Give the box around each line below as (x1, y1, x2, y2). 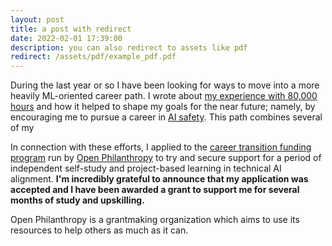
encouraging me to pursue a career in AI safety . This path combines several (10, 111, 323, 123)
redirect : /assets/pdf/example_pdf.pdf (10, 52, 177, 62)
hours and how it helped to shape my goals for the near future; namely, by (10, 101, 316, 113)
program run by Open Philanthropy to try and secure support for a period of (10, 152, 322, 164)
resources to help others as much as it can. (10, 224, 189, 236)
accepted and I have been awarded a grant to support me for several (10, 184, 300, 196)
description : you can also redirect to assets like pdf (10, 42, 248, 53)
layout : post (10, 14, 65, 25)
